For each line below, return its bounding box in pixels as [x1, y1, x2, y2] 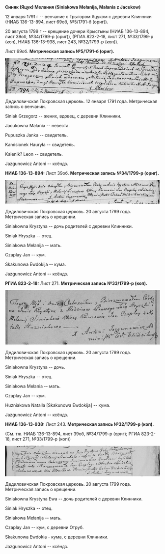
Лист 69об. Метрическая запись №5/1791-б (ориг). [5, 49, 114, 54]
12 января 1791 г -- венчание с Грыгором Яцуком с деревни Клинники [5, 14, 152, 19]
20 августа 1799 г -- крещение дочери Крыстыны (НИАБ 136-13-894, [5, 28, 150, 34]
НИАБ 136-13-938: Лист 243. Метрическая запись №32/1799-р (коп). [5, 421, 154, 427]
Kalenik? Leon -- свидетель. [5, 151, 63, 157]
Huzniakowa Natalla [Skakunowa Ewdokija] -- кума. [5, 402, 110, 408]
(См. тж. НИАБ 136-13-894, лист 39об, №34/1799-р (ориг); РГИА [5, 431, 140, 437]
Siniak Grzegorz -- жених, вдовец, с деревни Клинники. [5, 113, 122, 119]
